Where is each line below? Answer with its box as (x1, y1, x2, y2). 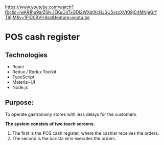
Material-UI (12, 79, 35, 85)
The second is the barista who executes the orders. (12, 135, 117, 141)
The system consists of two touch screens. (5, 121, 95, 127)
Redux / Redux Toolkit (12, 69, 57, 74)
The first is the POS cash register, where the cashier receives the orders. (12, 130, 159, 136)
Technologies (5, 51, 48, 59)
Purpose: (5, 98, 34, 107)
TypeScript (12, 74, 35, 80)
